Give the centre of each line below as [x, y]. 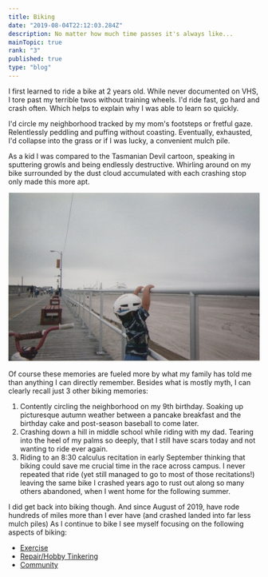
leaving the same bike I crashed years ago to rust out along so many [132, 483]
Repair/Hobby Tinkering [59, 556]
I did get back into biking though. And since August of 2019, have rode [124, 507]
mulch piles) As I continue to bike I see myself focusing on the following [126, 524]
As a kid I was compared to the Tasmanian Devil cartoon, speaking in [122, 156]
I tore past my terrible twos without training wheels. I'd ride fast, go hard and [134, 99]
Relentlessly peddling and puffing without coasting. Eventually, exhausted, [130, 132]
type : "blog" [30, 68]
